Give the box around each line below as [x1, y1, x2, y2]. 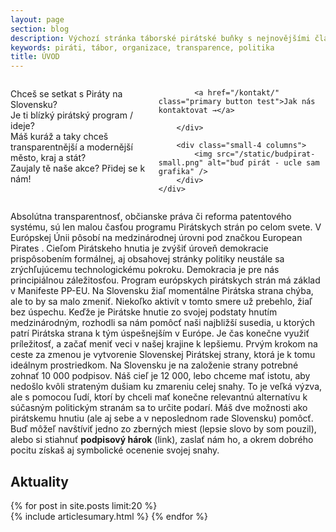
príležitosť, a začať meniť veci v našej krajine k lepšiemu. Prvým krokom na [10, 338, 318, 350]
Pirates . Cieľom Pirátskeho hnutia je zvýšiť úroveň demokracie [10, 242, 269, 255]
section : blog [10, 24, 70, 34]
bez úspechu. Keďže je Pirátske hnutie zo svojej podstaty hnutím [10, 306, 278, 318]
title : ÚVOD [10, 52, 60, 62]
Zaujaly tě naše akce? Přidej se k [10, 162, 146, 175]
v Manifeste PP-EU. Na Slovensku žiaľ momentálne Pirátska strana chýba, [10, 285, 314, 297]
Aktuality [10, 473, 69, 490]
